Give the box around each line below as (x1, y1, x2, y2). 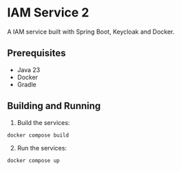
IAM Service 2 (7, 5, 89, 21)
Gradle (17, 80, 36, 89)
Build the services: (17, 118, 70, 126)
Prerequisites (7, 47, 66, 59)
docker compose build (7, 132, 70, 139)
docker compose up (7, 157, 60, 164)
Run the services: (17, 144, 67, 152)
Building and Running (7, 100, 101, 112)
